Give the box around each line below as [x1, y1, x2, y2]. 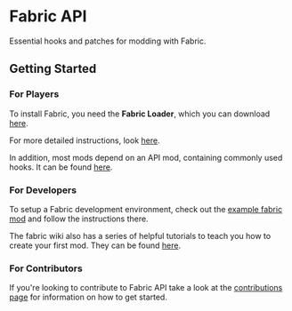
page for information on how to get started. [9, 291, 167, 303]
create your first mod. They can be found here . [9, 240, 181, 251]
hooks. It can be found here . [9, 162, 113, 172]
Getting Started [9, 61, 97, 76]
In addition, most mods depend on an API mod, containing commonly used [9, 152, 283, 163]
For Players [9, 88, 60, 100]
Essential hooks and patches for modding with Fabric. [9, 36, 207, 46]
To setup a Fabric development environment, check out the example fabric [9, 203, 283, 214]
